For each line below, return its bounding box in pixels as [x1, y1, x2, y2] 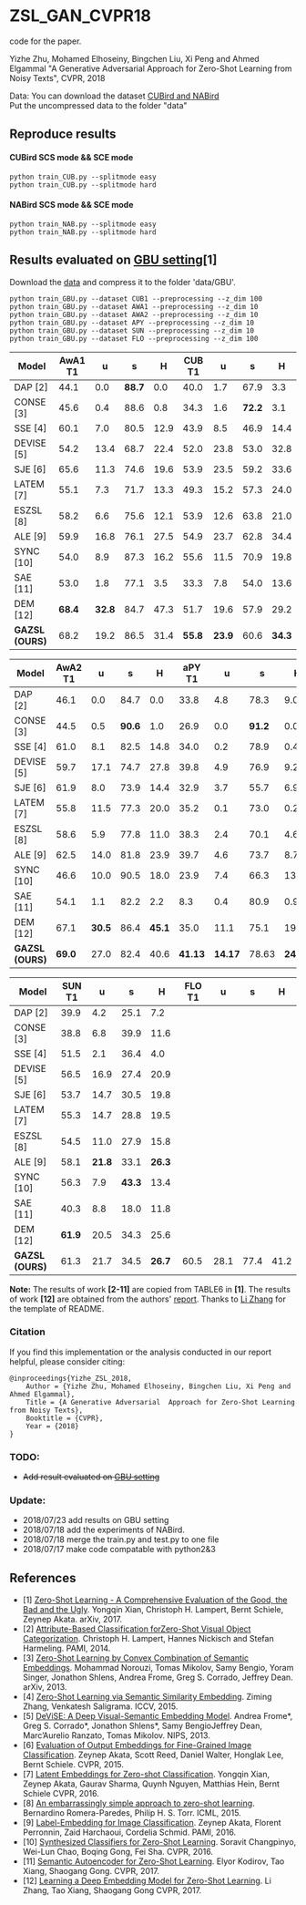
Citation [9, 1325, 46, 1338]
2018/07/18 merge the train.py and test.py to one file [22, 1534, 220, 1545]
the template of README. [9, 1303, 105, 1313]
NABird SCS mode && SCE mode [9, 200, 134, 211]
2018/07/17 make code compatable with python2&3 [22, 1544, 216, 1555]
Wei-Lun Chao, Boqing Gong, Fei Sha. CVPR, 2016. [22, 1847, 214, 1858]
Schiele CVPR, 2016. [22, 1788, 100, 1799]
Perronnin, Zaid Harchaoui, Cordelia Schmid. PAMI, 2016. [22, 1827, 237, 1838]
